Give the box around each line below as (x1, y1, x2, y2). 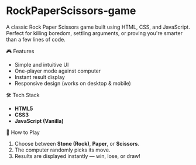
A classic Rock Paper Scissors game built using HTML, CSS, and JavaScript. (6, 23, 190, 30)
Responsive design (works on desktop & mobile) (14, 80, 132, 87)
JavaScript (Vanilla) (14, 117, 64, 124)
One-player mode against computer (14, 67, 101, 74)
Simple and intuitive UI (14, 61, 69, 68)
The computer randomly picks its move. (14, 146, 111, 153)
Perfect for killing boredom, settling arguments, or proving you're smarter (6, 29, 183, 36)
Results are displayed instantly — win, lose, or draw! (14, 152, 140, 159)
